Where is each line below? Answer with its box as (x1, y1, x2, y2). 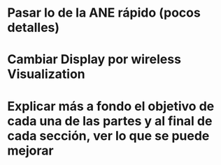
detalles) (7, 19, 60, 36)
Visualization (7, 66, 85, 82)
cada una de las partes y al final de (7, 113, 213, 129)
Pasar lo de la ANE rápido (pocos (7, 5, 201, 21)
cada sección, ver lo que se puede (7, 127, 210, 143)
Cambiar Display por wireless (7, 52, 182, 68)
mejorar (7, 143, 54, 158)
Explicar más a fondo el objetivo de (7, 98, 215, 114)
